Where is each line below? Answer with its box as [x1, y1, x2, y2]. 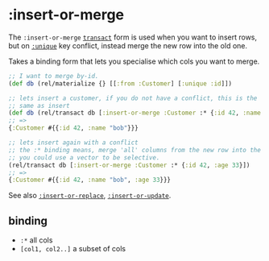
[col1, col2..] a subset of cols [19, 244, 126, 254]
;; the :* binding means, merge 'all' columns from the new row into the [8, 146, 262, 154]
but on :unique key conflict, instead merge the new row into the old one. [8, 40, 248, 50]
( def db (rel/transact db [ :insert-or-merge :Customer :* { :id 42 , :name [8, 109, 262, 118]
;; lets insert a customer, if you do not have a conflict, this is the [8, 94, 258, 102]
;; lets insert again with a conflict [8, 139, 139, 147]
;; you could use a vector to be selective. [8, 153, 160, 162]
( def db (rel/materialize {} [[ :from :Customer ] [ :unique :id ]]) [8, 79, 232, 88]
